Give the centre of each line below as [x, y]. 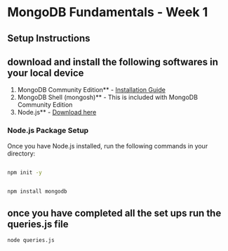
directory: [21, 153]
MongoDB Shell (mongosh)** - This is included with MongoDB [108, 97]
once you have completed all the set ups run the [114, 213]
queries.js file [38, 224]
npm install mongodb [38, 191]
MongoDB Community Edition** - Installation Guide [92, 90]
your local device [46, 73]
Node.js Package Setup [48, 131]
